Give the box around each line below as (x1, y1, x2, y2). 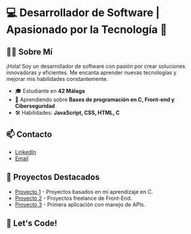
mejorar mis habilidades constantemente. (6, 76, 108, 82)
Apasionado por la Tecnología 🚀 (6, 23, 168, 37)
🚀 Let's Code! (6, 218, 57, 229)
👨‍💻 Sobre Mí (6, 47, 53, 57)
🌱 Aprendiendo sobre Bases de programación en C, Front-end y (14, 96, 175, 103)
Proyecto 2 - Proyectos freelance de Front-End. (14, 194, 132, 202)
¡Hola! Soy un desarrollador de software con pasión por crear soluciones (6, 62, 186, 70)
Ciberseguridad (14, 103, 55, 109)
